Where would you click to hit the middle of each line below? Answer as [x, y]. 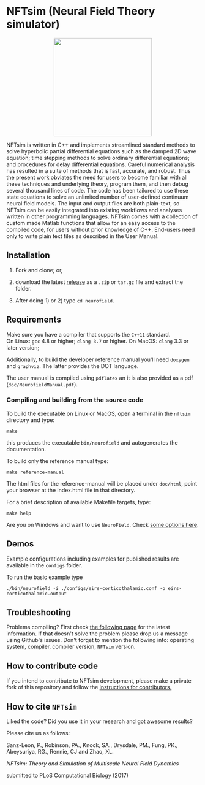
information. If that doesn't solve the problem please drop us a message [97, 634]
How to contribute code [52, 666]
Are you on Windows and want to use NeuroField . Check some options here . [102, 524]
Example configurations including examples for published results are [93, 559]
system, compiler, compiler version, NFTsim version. [71, 647]
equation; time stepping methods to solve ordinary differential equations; [98, 158]
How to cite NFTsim [42, 706]
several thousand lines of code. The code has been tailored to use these [97, 190]
